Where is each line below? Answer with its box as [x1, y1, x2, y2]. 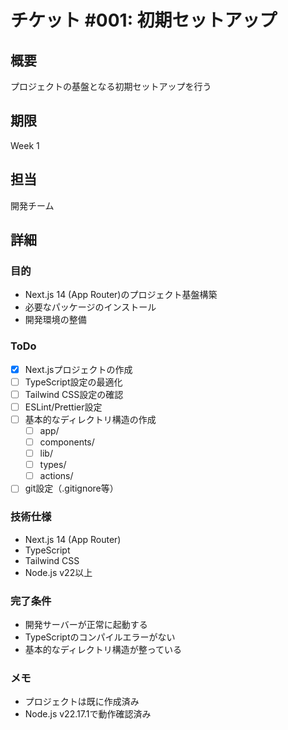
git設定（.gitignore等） [24, 482, 119, 495]
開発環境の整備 [24, 314, 87, 326]
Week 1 [10, 139, 40, 151]
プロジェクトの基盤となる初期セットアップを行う [10, 81, 212, 92]
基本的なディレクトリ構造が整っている [24, 643, 183, 655]
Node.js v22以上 [24, 566, 93, 578]
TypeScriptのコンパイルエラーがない [24, 631, 176, 643]
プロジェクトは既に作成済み [24, 696, 140, 708]
